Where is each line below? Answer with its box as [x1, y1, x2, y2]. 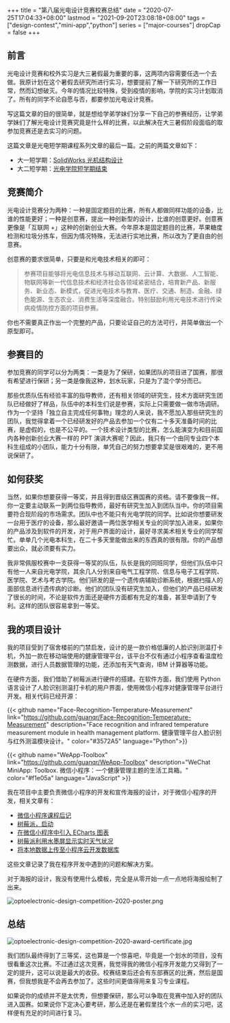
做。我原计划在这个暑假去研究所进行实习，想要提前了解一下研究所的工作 [7, 77, 211, 86]
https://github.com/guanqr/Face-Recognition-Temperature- [23, 713, 192, 721]
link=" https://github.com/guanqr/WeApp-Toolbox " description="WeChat [7, 758, 211, 767]
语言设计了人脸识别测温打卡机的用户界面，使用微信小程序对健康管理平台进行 [7, 684, 223, 692]
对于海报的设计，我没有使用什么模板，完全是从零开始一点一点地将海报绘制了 [7, 875, 223, 883]
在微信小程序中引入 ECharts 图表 [16, 828, 110, 837]
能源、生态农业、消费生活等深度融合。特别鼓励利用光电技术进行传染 [29, 295, 222, 303]
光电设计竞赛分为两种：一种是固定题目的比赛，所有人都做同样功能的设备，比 [7, 206, 223, 214]
